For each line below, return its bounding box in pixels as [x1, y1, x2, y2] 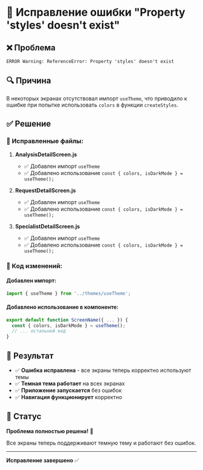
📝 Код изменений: [6, 262, 63, 270]
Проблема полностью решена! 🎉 [6, 427, 94, 435]
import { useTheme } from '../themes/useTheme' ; [6, 290, 131, 296]
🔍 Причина [6, 76, 51, 86]
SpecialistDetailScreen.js [14, 222, 80, 230]
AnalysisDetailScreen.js [14, 151, 77, 158]
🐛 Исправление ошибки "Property [6, 5, 185, 19]
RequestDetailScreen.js [14, 187, 76, 194]
